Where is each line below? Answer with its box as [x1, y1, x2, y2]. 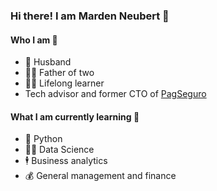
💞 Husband [24, 56, 72, 68]
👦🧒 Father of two [24, 67, 95, 79]
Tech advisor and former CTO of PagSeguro [24, 88, 207, 100]
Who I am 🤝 [10, 34, 58, 46]
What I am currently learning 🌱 [10, 110, 140, 123]
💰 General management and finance [24, 170, 177, 182]
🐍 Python [24, 133, 63, 145]
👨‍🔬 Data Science [24, 144, 95, 156]
